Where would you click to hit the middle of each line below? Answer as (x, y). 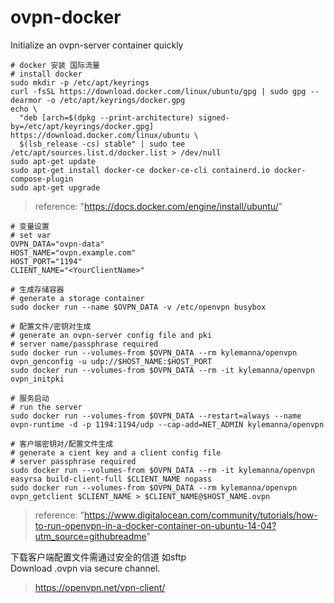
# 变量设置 (30, 226)
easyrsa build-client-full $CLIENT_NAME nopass (111, 479)
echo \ (24, 109)
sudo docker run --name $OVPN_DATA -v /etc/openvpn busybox (138, 307)
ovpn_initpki (37, 379)
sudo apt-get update (53, 161)
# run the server (46, 407)
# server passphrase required (73, 461)
